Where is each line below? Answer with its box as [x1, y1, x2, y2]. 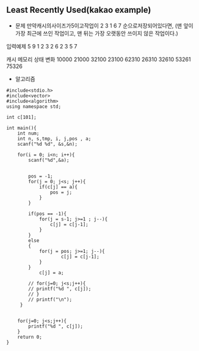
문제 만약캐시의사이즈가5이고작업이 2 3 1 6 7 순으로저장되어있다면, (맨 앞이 [15, 21, 194, 29]
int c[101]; [6, 114, 37, 120]
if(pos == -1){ [28, 211, 67, 217]
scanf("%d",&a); [28, 157, 70, 163]
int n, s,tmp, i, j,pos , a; [17, 135, 92, 142]
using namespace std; [6, 104, 62, 110]
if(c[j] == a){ [38, 184, 78, 190]
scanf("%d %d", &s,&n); [17, 141, 78, 147]
